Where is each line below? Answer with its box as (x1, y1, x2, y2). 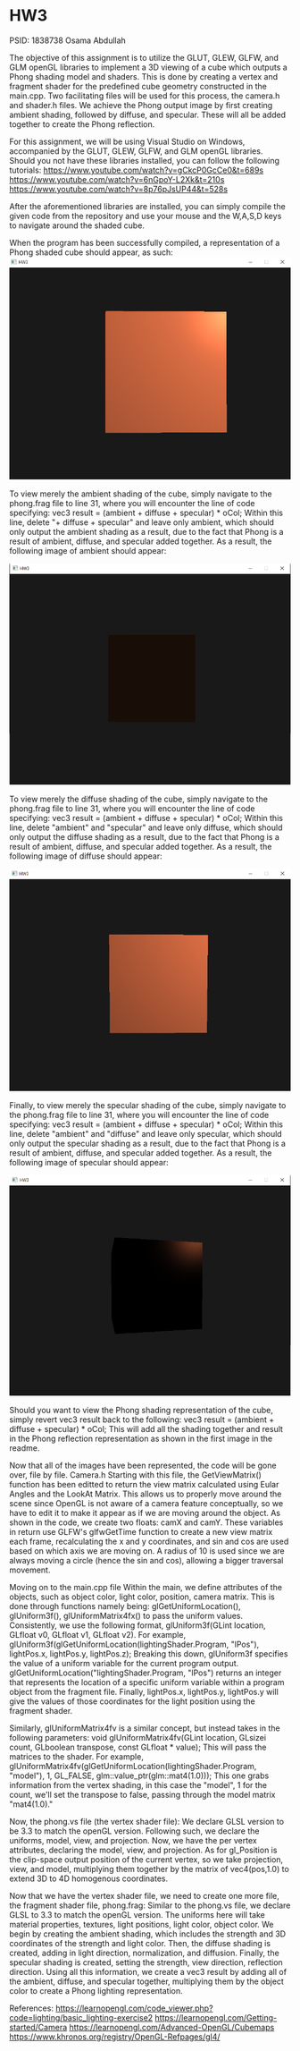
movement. (9, 1564, 51, 1575)
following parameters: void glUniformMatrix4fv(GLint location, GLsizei (9, 1733, 266, 1743)
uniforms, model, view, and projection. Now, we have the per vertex (9, 1835, 257, 1846)
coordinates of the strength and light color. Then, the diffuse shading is (9, 1938, 271, 1949)
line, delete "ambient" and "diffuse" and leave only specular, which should (9, 1128, 283, 1139)
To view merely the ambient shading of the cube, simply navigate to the (9, 488, 272, 499)
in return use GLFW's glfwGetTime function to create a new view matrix (9, 1527, 273, 1538)
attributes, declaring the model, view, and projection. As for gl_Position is (9, 1844, 278, 1856)
